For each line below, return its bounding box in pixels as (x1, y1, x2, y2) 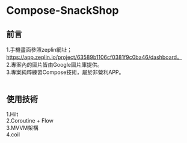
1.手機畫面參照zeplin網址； (6, 46, 73, 53)
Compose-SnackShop (6, 4, 119, 17)
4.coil (6, 130, 20, 138)
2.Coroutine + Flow (6, 117, 54, 124)
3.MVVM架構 (6, 124, 39, 131)
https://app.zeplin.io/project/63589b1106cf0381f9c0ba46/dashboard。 (6, 53, 182, 61)
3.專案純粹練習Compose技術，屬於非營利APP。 (6, 68, 124, 76)
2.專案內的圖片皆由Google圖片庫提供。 (6, 61, 103, 68)
